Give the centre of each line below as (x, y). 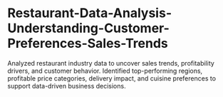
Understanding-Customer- (88, 28)
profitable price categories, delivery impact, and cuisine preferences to (111, 78)
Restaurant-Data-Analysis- (90, 13)
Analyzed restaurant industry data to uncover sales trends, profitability (111, 63)
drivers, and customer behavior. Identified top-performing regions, (105, 71)
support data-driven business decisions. (67, 86)
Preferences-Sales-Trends (88, 44)
